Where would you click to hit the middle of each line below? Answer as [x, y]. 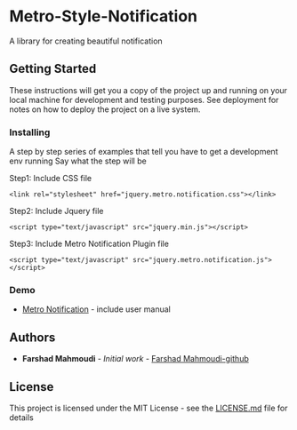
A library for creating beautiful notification [86, 41]
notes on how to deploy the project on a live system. [105, 109]
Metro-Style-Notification [104, 16]
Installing [30, 132]
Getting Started [53, 69]
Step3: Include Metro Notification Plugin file [89, 244]
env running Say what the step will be [78, 161]
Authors [32, 337]
